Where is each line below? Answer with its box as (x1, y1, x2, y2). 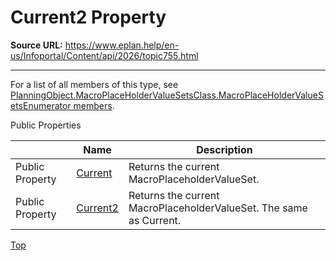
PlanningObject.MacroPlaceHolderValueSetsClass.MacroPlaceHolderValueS (10, 89, 324, 101)
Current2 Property (10, 6, 167, 29)
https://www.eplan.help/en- (64, 39, 180, 51)
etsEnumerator (10, 99, 72, 111)
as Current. (128, 213, 182, 227)
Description (196, 142, 253, 156)
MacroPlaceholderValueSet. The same (128, 201, 308, 215)
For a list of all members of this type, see (10, 78, 179, 90)
